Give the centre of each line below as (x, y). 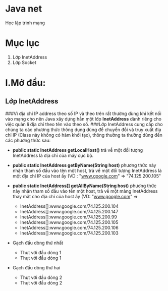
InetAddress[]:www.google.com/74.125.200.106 (69, 227)
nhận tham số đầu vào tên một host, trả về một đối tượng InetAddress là (87, 170)
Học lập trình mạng (25, 23)
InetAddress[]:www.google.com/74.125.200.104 (69, 206)
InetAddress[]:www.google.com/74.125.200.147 (69, 211)
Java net (23, 9)
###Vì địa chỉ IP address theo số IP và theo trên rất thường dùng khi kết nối (83, 113)
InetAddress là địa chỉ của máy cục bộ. (53, 155)
